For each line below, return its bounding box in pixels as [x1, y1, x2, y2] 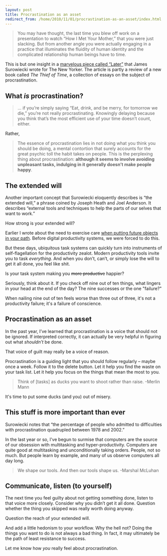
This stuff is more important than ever [5, 408, 126, 416]
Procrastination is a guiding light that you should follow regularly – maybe [5, 358, 156, 364]
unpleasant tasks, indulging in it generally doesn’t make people [17, 161, 152, 167]
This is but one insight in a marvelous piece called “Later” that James [5, 61, 148, 67]
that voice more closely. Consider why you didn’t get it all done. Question [5, 500, 156, 506]
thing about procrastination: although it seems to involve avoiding [17, 156, 155, 162]
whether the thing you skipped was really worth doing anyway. [5, 505, 134, 511]
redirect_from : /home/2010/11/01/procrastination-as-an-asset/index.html [5, 16, 162, 21]
